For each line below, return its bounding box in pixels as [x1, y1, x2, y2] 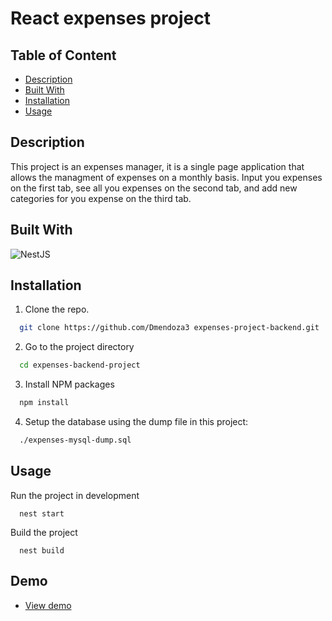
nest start [19, 508, 65, 519]
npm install [19, 398, 70, 408]
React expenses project [10, 7, 211, 30]
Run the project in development [10, 489, 140, 501]
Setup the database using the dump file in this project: [24, 416, 249, 428]
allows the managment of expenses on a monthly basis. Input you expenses [10, 171, 323, 183]
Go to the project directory [24, 341, 135, 353]
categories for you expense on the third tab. [10, 192, 192, 204]
